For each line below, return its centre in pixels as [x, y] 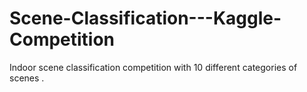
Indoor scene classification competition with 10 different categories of [153, 67]
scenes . [27, 78]
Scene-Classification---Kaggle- [145, 18]
